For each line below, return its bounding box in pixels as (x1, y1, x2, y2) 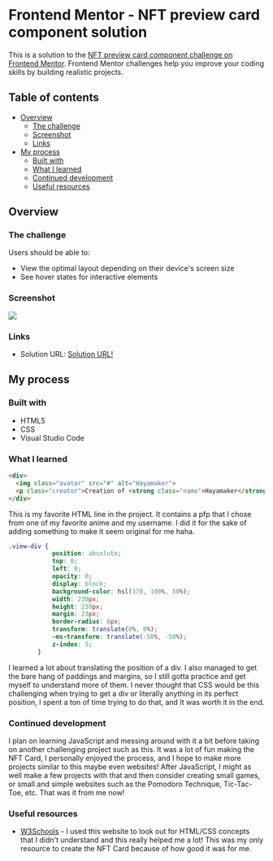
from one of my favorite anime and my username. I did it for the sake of (8, 518, 247, 528)
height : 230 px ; (51, 602, 104, 611)
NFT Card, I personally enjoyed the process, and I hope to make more (8, 753, 241, 763)
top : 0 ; (51, 557, 79, 566)
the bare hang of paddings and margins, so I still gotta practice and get (8, 671, 246, 681)
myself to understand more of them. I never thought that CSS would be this (8, 680, 260, 689)
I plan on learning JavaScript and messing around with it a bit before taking (8, 736, 260, 746)
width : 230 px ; (51, 595, 100, 603)
